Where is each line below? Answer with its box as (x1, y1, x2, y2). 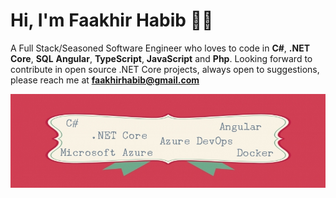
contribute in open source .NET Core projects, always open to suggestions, (10, 63, 320, 75)
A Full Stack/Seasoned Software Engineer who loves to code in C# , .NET (10, 42, 311, 54)
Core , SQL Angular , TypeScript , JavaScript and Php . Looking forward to (10, 52, 313, 64)
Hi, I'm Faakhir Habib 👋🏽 (10, 9, 214, 32)
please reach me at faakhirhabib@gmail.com (10, 74, 200, 86)
